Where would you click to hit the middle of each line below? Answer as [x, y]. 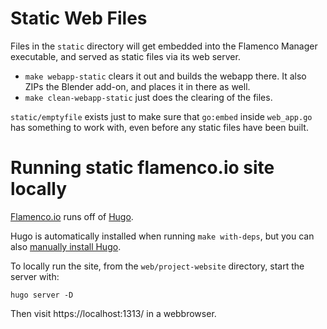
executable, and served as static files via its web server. [125, 56]
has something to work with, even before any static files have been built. [159, 127]
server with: [35, 276]
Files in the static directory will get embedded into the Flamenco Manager [164, 46]
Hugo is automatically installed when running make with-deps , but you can [162, 236]
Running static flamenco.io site [142, 168]
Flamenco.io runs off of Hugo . [72, 216]
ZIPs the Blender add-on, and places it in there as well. [137, 86]
